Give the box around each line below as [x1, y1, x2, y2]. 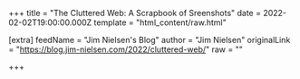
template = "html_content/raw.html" [93, 17, 227, 28]
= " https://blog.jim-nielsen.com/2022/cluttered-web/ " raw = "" [8, 44, 244, 55]
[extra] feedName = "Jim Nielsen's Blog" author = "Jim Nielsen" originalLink [8, 35, 291, 45]
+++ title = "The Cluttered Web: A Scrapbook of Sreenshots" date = [8, 8, 262, 18]
